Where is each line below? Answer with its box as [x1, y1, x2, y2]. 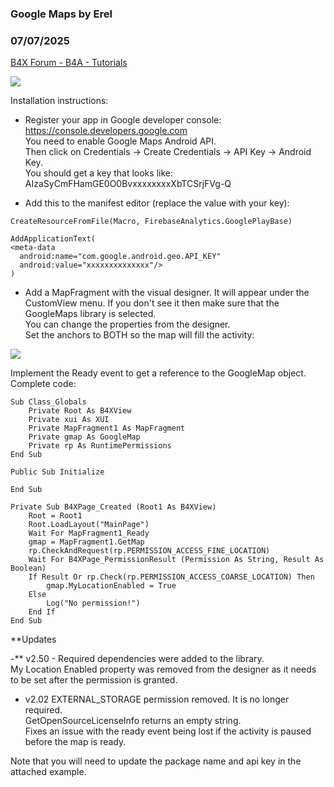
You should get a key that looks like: [24, 167, 173, 179]
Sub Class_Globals [10, 397, 87, 407]
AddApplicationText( [10, 234, 97, 244]
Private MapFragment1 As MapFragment [28, 423, 186, 434]
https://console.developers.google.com [24, 125, 188, 137]
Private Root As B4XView [28, 406, 132, 416]
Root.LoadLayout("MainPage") [28, 520, 150, 530]
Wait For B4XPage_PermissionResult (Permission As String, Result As [28, 555, 325, 565]
